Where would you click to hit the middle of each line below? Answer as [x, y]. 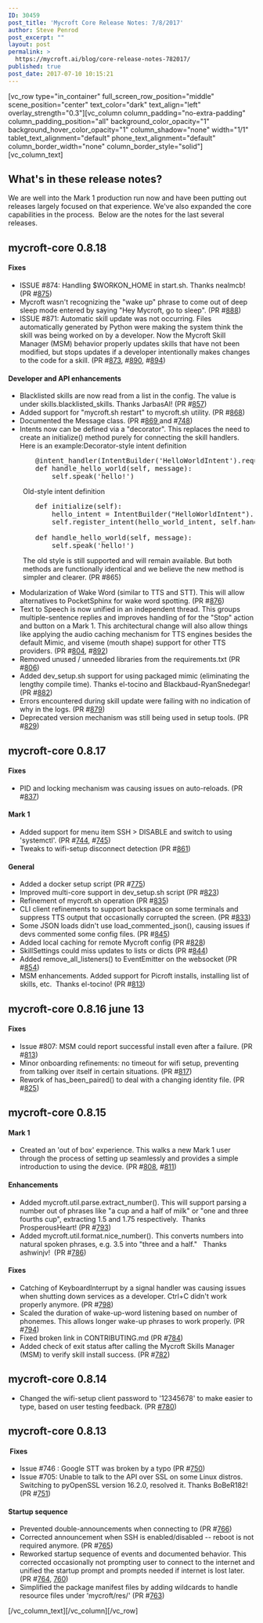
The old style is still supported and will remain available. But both [128, 561]
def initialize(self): [79, 506]
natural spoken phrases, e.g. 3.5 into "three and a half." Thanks [123, 1244]
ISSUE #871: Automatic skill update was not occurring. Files [115, 319]
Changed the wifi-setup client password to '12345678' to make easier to [136, 1398]
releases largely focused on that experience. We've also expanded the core [130, 207]
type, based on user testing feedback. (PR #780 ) [98, 1406]
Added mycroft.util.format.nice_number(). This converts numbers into [131, 1236]
